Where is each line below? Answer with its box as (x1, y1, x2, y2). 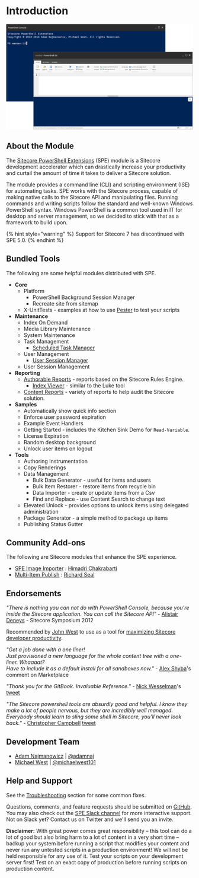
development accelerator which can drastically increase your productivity (6, 163, 186, 170)
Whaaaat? (19, 658, 45, 666)
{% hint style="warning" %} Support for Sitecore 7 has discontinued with (6, 230, 185, 237)
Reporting (14, 369, 40, 376)
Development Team (6, 737, 80, 747)
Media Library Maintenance (23, 325, 91, 332)
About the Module (6, 141, 74, 151)
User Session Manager (32, 357, 89, 364)
